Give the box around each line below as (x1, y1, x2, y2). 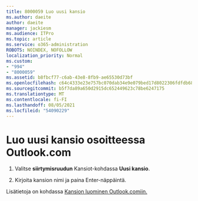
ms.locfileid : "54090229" (6, 108, 70, 114)
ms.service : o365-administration (6, 42, 88, 48)
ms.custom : (6, 58, 33, 64)
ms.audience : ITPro (6, 31, 54, 37)
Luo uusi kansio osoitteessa (6, 133, 146, 147)
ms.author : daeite (6, 14, 51, 20)
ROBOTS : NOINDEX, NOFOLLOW (6, 47, 72, 53)
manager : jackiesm (6, 25, 51, 31)
